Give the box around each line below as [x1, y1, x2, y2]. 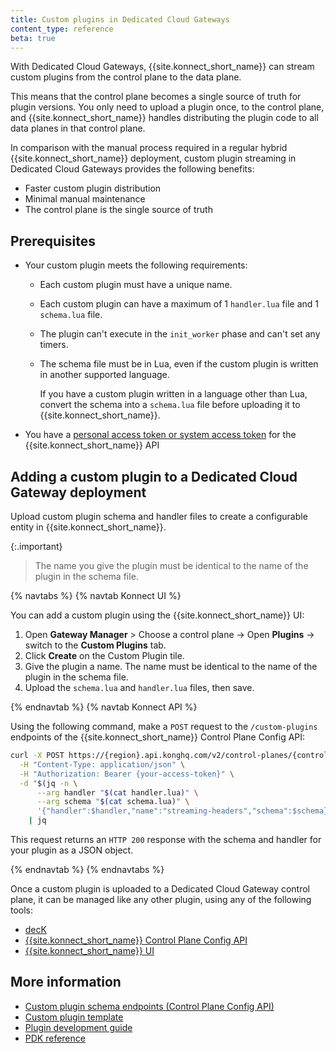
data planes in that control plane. [10, 122, 146, 135]
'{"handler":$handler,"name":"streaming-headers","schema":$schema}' [36, 806, 333, 816]
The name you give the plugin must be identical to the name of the [34, 560, 309, 571]
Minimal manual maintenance [24, 193, 146, 205]
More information [10, 974, 122, 991]
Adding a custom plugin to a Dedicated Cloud [10, 468, 298, 485]
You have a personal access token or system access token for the [24, 429, 297, 441]
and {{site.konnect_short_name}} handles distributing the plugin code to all [10, 112, 319, 124]
